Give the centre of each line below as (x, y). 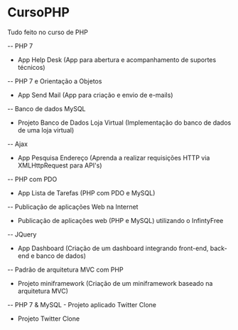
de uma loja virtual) (46, 130)
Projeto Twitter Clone (49, 319)
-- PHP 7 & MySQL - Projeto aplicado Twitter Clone (82, 304)
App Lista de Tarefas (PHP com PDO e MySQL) (86, 192)
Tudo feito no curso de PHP (48, 32)
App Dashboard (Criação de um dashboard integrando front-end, (113, 248)
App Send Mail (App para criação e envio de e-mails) (95, 95)
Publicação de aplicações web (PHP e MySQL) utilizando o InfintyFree (120, 220)
